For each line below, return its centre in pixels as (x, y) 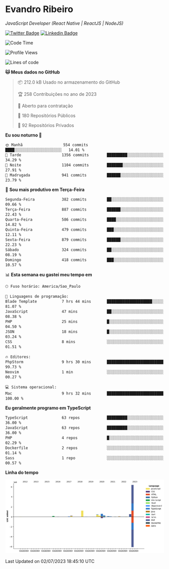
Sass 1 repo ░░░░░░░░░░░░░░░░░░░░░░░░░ (84, 458)
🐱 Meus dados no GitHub (33, 72)
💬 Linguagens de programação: (37, 296)
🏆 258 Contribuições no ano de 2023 (57, 94)
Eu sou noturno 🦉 (23, 135)
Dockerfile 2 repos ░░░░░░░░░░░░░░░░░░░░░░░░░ (84, 448)
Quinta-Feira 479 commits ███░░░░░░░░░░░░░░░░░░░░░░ (84, 230)
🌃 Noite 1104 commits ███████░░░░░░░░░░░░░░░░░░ (84, 165)
